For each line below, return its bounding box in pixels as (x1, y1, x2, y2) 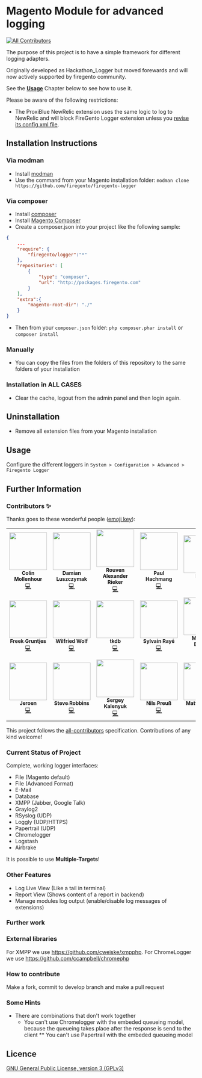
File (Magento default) (14, 773, 70, 781)
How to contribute (6, 970, 60, 978)
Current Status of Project (6, 748, 81, 757)
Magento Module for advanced (6, 4, 164, 18)
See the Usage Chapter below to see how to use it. (6, 84, 132, 91)
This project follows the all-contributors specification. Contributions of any (6, 726, 191, 734)
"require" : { (17, 246, 50, 252)
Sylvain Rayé (143, 637, 175, 645)
